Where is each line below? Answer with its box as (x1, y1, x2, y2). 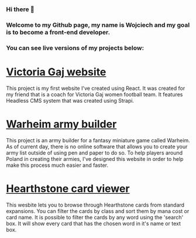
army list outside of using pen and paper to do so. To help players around (6, 149, 183, 156)
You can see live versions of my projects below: (6, 44, 145, 52)
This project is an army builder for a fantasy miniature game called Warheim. (6, 136, 190, 143)
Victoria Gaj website (6, 65, 106, 78)
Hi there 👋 (6, 5, 35, 13)
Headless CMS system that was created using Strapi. (6, 97, 135, 104)
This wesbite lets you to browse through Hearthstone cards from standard (6, 201, 185, 208)
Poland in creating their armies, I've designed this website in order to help (6, 155, 184, 162)
